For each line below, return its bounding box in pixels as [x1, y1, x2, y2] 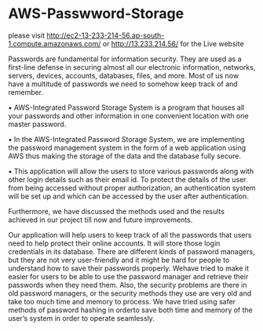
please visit [8, 31, 46, 40]
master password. [8, 119, 67, 129]
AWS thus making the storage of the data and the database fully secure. [8, 151, 242, 161]
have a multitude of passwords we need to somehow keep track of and [8, 79, 238, 89]
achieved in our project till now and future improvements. [8, 215, 193, 224]
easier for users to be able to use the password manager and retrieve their [8, 271, 249, 281]
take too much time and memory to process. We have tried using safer [8, 296, 236, 306]
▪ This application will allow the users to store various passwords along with [8, 166, 254, 176]
